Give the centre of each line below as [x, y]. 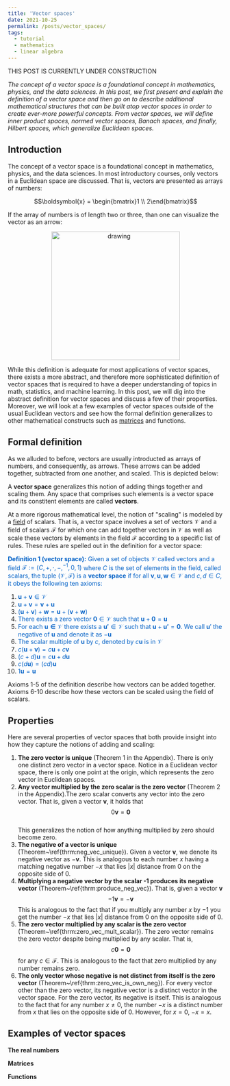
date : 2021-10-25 [33, 20]
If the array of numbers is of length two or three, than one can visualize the [114, 214]
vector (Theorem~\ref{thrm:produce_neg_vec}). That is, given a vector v [120, 888]
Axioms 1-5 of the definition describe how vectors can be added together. [112, 684]
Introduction [35, 150]
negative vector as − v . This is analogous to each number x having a [113, 859]
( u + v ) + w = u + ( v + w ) [52, 612]
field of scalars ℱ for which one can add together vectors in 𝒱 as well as [110, 530]
